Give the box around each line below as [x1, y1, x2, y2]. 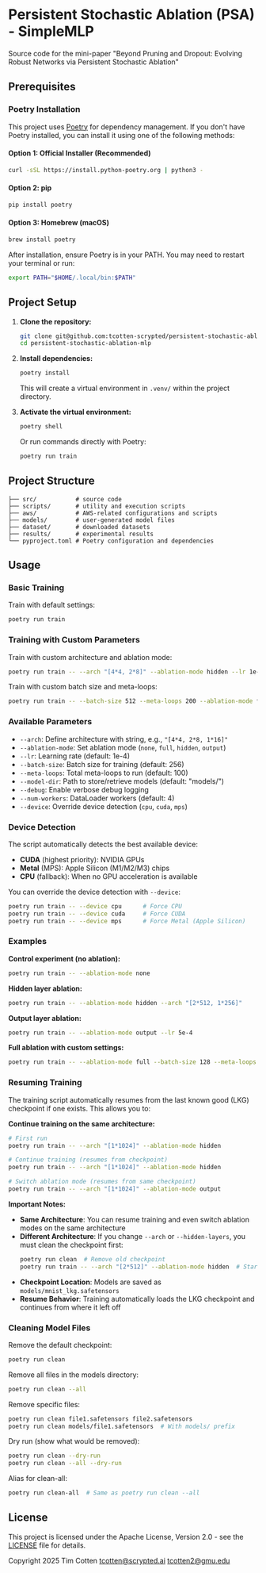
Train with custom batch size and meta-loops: [8, 682, 158, 692]
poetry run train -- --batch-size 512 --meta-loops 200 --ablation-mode [8, 697, 253, 705]
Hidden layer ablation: [8, 984, 83, 993]
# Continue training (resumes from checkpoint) [8, 1156, 169, 1164]
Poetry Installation [8, 104, 81, 115]
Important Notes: [8, 1199, 66, 1209]
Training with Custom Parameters [8, 635, 140, 646]
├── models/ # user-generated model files [8, 516, 176, 524]
